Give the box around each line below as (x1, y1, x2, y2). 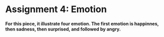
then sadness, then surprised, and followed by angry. (5, 26, 121, 32)
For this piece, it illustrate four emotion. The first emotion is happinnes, (5, 20, 159, 26)
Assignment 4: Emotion (5, 4, 107, 15)
